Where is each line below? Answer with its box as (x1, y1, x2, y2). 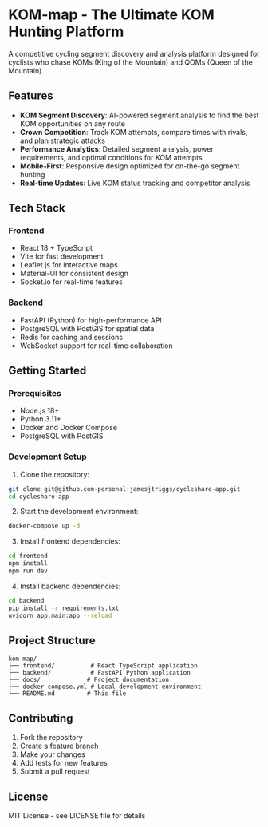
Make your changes (19, 750, 85, 759)
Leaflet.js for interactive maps (19, 260, 118, 270)
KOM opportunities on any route (19, 118, 126, 129)
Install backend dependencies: (19, 581, 121, 591)
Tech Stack (8, 201, 65, 215)
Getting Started (8, 364, 87, 378)
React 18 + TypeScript (19, 243, 93, 253)
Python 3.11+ (19, 414, 62, 424)
